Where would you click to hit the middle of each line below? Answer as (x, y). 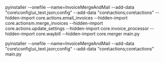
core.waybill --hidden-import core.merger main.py (88, 34)
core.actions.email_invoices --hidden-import (82, 18)
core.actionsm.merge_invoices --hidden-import (54, 23)
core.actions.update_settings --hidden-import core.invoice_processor (77, 28)
